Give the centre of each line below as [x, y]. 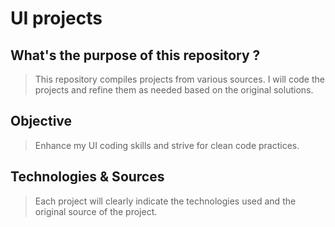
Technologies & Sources [87, 177]
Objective [41, 121]
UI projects [56, 18]
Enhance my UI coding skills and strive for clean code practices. [167, 145]
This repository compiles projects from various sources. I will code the [179, 79]
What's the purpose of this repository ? [135, 55]
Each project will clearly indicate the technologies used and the [165, 201]
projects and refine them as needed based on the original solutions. [174, 90]
